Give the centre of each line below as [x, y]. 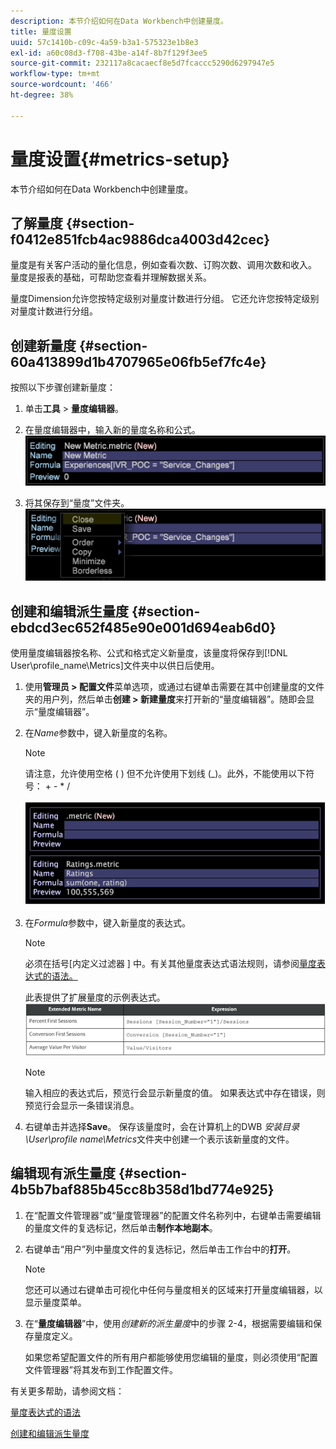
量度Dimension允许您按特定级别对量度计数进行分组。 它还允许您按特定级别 [165, 299]
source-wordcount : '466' [62, 85]
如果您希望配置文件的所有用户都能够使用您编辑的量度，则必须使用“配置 [171, 1357]
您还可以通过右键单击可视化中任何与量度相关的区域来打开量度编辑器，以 [173, 1289]
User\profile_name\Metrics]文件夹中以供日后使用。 [115, 666]
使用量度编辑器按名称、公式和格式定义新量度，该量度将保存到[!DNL [149, 653]
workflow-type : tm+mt [55, 74]
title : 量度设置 [41, 31]
